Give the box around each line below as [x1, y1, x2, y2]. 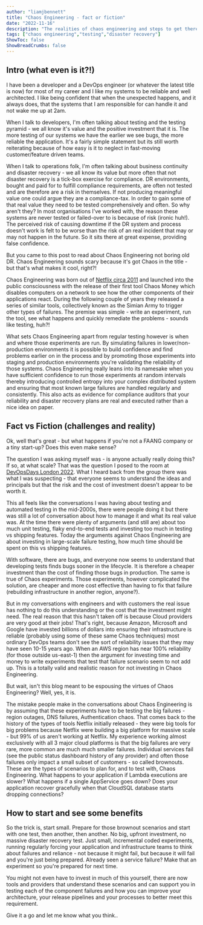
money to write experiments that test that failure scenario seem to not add [6, 657, 191, 665]
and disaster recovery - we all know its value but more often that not [6, 169, 176, 176]
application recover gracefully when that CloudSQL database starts [6, 784, 174, 791]
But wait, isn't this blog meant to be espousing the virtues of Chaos [6, 682, 174, 690]
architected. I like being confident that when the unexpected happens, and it [6, 94, 196, 101]
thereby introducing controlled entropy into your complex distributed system [6, 378, 196, 385]
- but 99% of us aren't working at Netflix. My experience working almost [6, 732, 187, 740]
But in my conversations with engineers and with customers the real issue [6, 600, 190, 607]
